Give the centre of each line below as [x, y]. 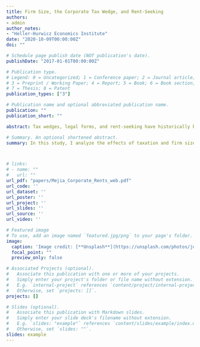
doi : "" [16, 45]
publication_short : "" [34, 116]
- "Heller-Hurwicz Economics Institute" [57, 34]
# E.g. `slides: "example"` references [58, 324]
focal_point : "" [32, 252]
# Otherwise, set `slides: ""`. [49, 329]
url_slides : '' [25, 208]
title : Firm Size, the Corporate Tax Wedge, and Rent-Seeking [85, 12]
